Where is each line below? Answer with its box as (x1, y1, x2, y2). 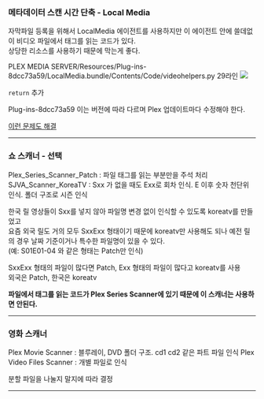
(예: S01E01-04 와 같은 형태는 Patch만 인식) (8, 246, 144, 255)
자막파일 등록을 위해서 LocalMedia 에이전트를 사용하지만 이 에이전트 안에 (8, 26, 233, 36)
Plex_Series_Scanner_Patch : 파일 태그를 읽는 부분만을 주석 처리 (8, 170, 208, 179)
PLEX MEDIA (8, 62, 49, 72)
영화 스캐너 (8, 328, 48, 339)
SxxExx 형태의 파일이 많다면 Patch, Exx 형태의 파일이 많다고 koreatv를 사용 (8, 263, 241, 272)
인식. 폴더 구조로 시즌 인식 (8, 189, 88, 199)
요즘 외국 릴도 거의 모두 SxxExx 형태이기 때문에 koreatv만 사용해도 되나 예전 (8, 226, 242, 236)
